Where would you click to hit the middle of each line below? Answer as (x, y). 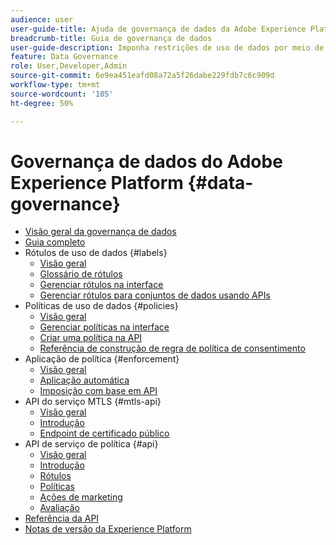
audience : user (42, 19)
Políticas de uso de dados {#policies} (101, 306)
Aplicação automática (84, 380)
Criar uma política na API (91, 338)
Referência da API (62, 518)
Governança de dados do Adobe (146, 161)
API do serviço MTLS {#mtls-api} (93, 402)
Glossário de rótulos (81, 274)
